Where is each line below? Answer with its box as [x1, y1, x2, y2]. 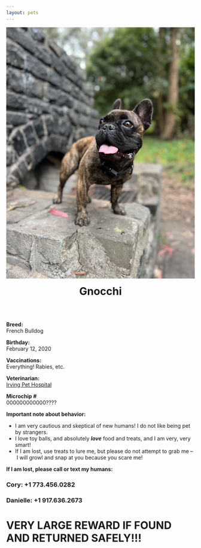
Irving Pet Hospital [6, 380, 52, 388]
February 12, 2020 [6, 345, 52, 352]
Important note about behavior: [6, 410, 86, 418]
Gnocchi [79, 284, 122, 298]
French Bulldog [6, 327, 44, 334]
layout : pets [6, 10, 39, 16]
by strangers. [14, 428, 48, 436]
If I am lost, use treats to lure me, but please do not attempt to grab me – [14, 447, 193, 455]
